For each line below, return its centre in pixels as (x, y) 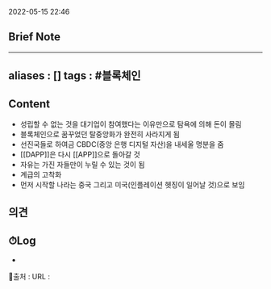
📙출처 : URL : (29, 277)
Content (29, 104)
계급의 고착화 (41, 175)
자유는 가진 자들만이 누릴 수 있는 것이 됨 (82, 165)
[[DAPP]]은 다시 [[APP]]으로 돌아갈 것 (80, 155)
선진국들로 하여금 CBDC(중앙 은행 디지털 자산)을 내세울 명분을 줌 (122, 144)
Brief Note (34, 37)
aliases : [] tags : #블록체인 (75, 76)
